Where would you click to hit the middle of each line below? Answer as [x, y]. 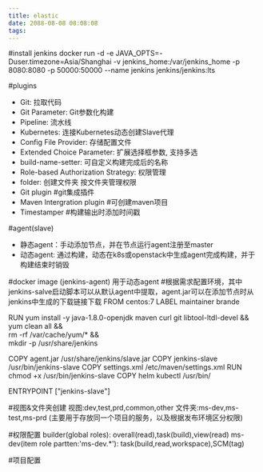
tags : [17, 30]
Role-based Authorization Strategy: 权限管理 [93, 172]
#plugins [23, 86]
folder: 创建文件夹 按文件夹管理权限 [78, 182]
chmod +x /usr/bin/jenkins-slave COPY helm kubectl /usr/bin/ [110, 376]
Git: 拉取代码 [41, 102]
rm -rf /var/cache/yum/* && [54, 335]
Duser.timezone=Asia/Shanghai [60, 62]
